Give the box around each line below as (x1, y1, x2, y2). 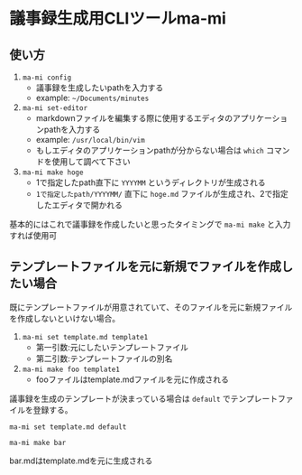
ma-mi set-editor (22, 104, 88, 113)
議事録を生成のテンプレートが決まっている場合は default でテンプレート (9, 393, 278, 404)
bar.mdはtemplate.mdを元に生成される (9, 455, 153, 466)
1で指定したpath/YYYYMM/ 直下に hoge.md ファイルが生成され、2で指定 (35, 189, 288, 199)
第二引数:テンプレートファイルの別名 (35, 353, 173, 364)
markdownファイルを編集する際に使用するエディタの (35, 113, 233, 123)
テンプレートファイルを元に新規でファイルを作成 (9, 259, 282, 275)
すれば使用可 (9, 230, 57, 240)
